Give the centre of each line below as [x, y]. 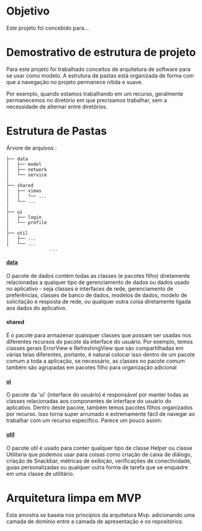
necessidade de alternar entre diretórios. [57, 107]
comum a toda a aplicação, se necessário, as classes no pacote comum [96, 361]
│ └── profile [27, 222]
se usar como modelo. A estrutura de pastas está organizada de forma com [100, 75]
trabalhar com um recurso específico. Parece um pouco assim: [84, 421]
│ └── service [27, 175]
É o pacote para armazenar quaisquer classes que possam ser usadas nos [99, 335]
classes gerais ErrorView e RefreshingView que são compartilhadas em [95, 348]
